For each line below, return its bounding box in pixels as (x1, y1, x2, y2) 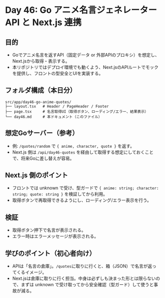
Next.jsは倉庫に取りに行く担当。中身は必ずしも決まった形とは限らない (12, 275, 156, 281)
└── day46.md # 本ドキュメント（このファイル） (5, 114, 102, 119)
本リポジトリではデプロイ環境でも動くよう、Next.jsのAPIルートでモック (12, 65, 159, 70)
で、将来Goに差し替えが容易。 (12, 155, 75, 161)
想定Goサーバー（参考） (5, 129, 79, 137)
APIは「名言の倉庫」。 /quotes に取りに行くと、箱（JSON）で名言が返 (12, 263, 152, 269)
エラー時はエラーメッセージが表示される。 (12, 233, 99, 239)
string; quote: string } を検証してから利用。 (12, 191, 107, 197)
